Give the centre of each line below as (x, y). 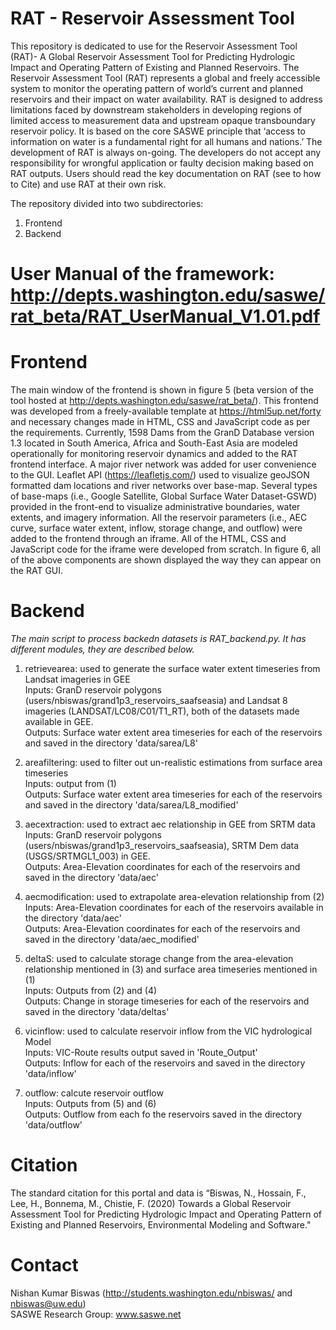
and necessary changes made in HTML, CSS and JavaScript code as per (160, 422)
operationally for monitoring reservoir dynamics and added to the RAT (154, 454)
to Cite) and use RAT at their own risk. (88, 184)
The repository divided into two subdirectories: (107, 203)
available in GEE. (59, 721)
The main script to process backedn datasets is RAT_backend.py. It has (158, 638)
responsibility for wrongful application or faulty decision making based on (162, 163)
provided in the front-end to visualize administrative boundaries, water (155, 507)
